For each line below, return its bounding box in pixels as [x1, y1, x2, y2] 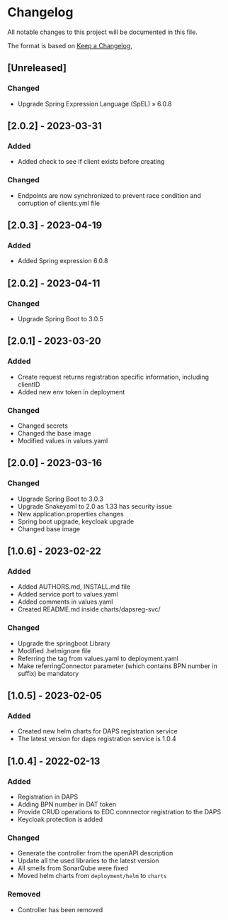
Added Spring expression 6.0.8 [17, 257, 108, 265]
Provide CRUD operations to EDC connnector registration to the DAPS [17, 808, 222, 816]
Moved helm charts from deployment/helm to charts [17, 872, 168, 880]
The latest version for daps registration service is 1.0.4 [17, 735, 176, 743]
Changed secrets [17, 421, 69, 430]
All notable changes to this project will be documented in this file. [7, 28, 198, 36]
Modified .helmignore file [17, 646, 91, 655]
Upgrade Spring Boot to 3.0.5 [17, 314, 104, 323]
